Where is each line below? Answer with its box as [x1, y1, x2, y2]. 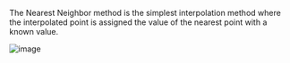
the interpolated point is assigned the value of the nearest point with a [9, 17, 268, 28]
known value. [9, 27, 59, 36]
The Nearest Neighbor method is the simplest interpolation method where [9, 8, 282, 18]
